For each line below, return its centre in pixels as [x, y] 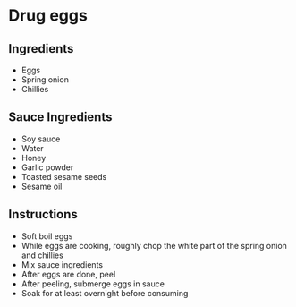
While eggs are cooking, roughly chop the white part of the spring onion [154, 245]
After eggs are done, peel [68, 274]
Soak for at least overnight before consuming [105, 293]
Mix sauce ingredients [62, 264]
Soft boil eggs [47, 236]
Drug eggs [48, 16]
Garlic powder [47, 167]
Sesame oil [42, 186]
